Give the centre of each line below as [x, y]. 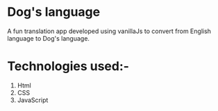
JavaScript [33, 100]
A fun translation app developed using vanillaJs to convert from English [109, 31]
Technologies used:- [68, 67]
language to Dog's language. [49, 38]
